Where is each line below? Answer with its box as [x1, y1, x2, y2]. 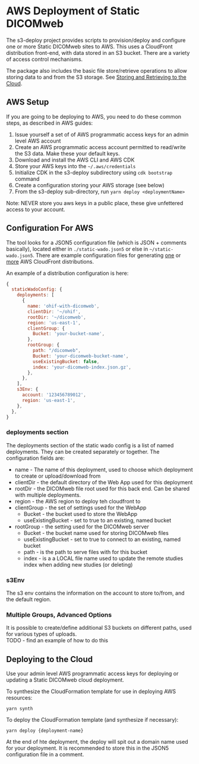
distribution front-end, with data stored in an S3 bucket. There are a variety [6, 49, 190, 56]
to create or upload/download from [14, 472, 101, 480]
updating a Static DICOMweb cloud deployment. [6, 676, 125, 683]
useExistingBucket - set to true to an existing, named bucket [23, 516, 171, 524]
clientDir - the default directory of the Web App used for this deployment [14, 478, 193, 485]
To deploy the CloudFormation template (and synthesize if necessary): [6, 716, 179, 723]
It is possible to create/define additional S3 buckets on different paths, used [6, 624, 192, 632]
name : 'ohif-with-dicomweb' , [27, 303, 100, 310]
